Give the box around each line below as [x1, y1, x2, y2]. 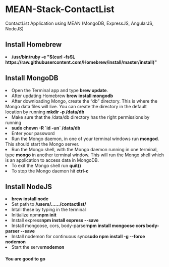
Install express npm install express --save [12, 217, 99, 224]
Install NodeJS [5, 182, 52, 191]
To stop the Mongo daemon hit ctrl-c [12, 168, 89, 174]
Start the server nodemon [12, 244, 65, 250]
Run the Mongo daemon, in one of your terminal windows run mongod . [12, 136, 159, 142]
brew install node [12, 196, 49, 202]
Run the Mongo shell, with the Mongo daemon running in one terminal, [12, 146, 158, 152]
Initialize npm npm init [12, 212, 57, 218]
